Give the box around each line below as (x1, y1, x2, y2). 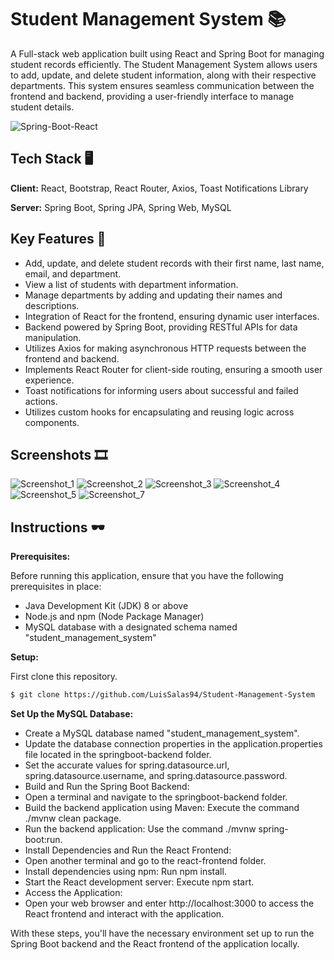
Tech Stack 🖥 (10, 151, 94, 168)
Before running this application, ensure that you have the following (10, 570, 284, 582)
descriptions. (24, 299, 80, 311)
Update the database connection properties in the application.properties (24, 738, 323, 750)
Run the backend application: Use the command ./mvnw (24, 823, 257, 835)
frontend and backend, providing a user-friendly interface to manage (10, 90, 295, 102)
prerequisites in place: (10, 581, 102, 593)
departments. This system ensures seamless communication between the (10, 79, 315, 91)
